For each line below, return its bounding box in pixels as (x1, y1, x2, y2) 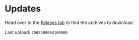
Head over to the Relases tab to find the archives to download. (5, 19, 134, 25)
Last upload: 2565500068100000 (5, 29, 68, 35)
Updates (5, 3, 41, 14)
